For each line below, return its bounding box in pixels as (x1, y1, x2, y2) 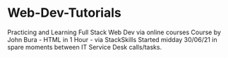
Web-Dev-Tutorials (7, 5, 121, 21)
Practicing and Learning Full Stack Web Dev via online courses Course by (7, 28, 221, 36)
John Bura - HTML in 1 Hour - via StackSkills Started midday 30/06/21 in (7, 35, 217, 43)
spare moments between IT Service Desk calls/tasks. (7, 43, 162, 51)
